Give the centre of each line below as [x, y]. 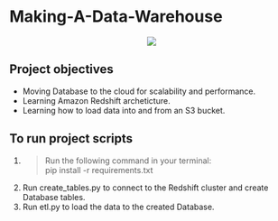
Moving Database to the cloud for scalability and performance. [139, 91]
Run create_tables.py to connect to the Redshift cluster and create [145, 188]
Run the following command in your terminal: [128, 161]
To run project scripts [71, 138]
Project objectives [62, 69]
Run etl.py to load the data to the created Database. [118, 207]
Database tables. [54, 197]
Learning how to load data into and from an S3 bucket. [124, 110]
